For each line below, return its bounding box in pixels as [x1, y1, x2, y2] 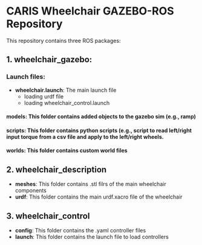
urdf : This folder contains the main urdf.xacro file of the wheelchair [15, 193, 183, 200]
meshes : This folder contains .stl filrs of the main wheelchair [15, 180, 166, 188]
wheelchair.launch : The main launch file [15, 86, 117, 94]
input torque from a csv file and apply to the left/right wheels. [6, 133, 165, 140]
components [15, 187, 47, 194]
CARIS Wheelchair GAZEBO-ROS [6, 4, 174, 18]
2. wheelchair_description [6, 164, 107, 174]
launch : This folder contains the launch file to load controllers [15, 234, 169, 241]
